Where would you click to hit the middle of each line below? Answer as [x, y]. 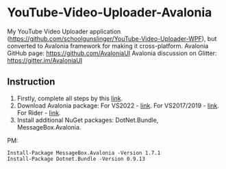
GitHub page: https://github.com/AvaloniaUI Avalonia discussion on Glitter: [112, 53]
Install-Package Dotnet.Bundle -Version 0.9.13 [76, 159]
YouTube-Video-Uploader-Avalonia [110, 13]
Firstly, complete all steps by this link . [70, 98]
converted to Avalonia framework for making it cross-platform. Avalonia [108, 46]
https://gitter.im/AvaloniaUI [45, 60]
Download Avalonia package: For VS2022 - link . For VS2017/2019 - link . [118, 105]
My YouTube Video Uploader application [64, 31]
